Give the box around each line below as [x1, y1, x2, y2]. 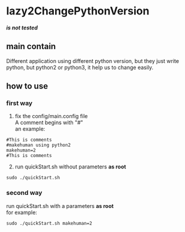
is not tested [6, 24, 38, 31]
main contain [6, 41, 56, 52]
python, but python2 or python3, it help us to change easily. [6, 64, 154, 71]
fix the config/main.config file [14, 113, 88, 120]
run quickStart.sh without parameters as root [14, 163, 126, 170]
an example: [14, 125, 46, 132]
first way [6, 99, 33, 107]
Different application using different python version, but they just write [6, 57, 180, 64]
